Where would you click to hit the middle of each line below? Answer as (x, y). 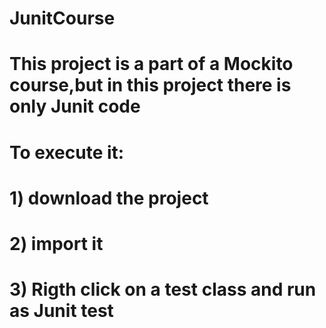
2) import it (56, 243)
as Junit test (61, 311)
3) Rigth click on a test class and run (163, 289)
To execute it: (67, 152)
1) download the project (109, 198)
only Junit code (75, 106)
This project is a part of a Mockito (151, 64)
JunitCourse (62, 18)
